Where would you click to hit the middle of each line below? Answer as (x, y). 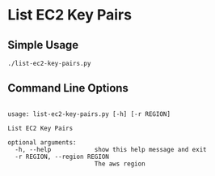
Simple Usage (43, 45)
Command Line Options (68, 88)
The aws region (120, 164)
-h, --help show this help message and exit (111, 149)
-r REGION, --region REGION (62, 157)
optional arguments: (42, 142)
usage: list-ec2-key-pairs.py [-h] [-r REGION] (89, 114)
